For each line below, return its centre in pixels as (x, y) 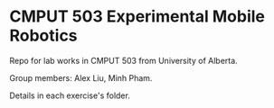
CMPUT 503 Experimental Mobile (137, 17)
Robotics (44, 36)
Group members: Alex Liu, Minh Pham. (81, 77)
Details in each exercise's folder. (70, 95)
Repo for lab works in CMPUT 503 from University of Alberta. (123, 60)
